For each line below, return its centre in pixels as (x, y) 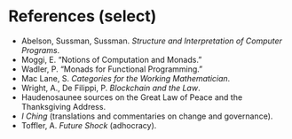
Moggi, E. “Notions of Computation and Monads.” (111, 59)
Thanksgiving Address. (63, 106)
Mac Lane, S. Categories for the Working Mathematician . (126, 78)
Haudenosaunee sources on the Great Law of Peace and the (132, 97)
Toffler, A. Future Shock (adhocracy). (89, 125)
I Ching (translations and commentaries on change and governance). (147, 116)
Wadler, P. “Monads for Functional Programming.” (112, 69)
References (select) (83, 16)
